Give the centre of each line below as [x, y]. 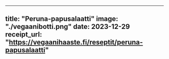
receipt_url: [24, 35]
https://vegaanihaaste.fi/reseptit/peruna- [76, 42]
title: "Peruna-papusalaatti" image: [62, 19]
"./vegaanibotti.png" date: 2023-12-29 [68, 27]
